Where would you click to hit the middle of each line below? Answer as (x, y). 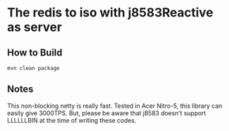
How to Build (35, 52)
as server (35, 27)
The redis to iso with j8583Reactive (110, 13)
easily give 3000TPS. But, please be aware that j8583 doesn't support (107, 113)
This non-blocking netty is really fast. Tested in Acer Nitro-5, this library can (115, 106)
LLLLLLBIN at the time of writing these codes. (72, 120)
